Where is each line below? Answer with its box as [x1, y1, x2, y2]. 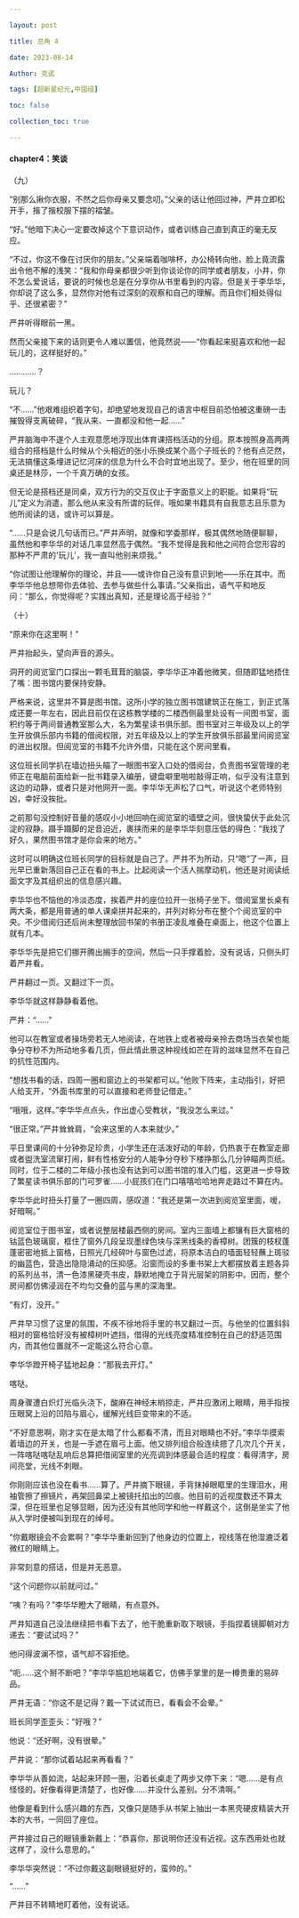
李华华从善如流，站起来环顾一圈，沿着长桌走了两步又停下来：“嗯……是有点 [9, 1773, 284, 1784]
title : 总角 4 [9, 36, 60, 45]
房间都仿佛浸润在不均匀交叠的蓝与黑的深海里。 [9, 1280, 181, 1291]
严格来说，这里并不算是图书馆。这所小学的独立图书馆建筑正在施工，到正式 [9, 697, 282, 707]
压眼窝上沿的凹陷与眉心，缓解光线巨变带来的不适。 [9, 1408, 197, 1419]
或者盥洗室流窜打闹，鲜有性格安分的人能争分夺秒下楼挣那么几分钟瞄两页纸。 [9, 1154, 290, 1164]
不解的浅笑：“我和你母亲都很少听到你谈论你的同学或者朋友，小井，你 [32, 265, 287, 276]
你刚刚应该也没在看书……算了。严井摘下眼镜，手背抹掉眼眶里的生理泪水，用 [9, 1479, 288, 1490]
